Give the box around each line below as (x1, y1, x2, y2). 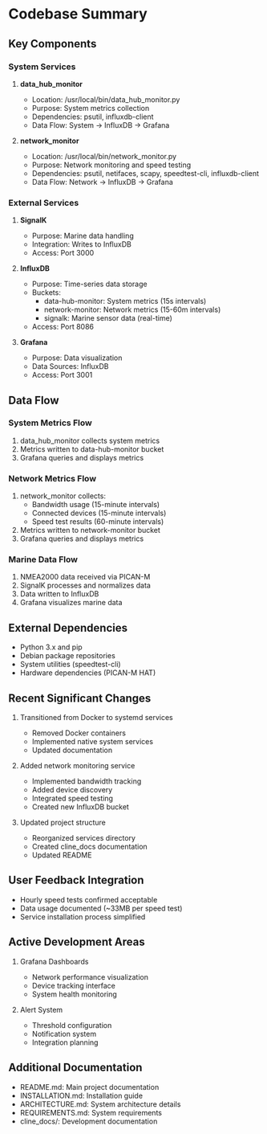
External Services (8, 197, 79, 208)
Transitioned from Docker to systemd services (19, 713, 174, 723)
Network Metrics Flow (8, 473, 97, 484)
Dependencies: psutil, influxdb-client (31, 112, 154, 121)
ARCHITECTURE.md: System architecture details (19, 1099, 181, 1109)
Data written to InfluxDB (19, 589, 99, 599)
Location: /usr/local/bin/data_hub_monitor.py (31, 94, 180, 104)
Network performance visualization (31, 972, 148, 981)
